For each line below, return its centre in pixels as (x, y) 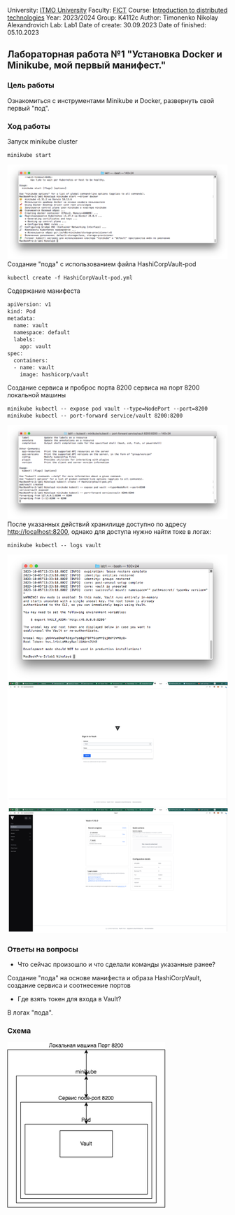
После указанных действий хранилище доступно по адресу (97, 524)
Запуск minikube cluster (43, 141)
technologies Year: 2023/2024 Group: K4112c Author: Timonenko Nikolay (113, 18)
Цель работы (31, 85)
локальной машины (37, 394)
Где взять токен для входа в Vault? (69, 999)
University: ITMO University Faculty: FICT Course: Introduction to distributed (117, 10)
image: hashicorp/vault (55, 374)
